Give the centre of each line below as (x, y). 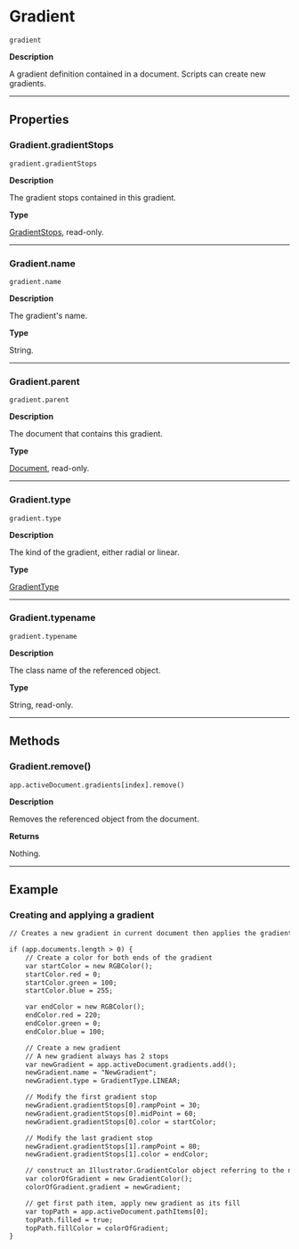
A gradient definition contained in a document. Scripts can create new (137, 74)
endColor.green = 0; (63, 1024)
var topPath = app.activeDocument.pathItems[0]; (117, 1212)
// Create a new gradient (73, 1048)
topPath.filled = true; (69, 1220)
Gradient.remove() (50, 766)
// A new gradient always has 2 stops (97, 1056)
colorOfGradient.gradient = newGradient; (103, 1188)
